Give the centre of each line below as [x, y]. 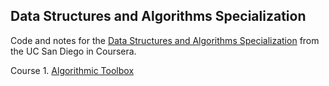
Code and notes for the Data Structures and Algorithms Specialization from [165, 40]
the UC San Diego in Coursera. [73, 51]
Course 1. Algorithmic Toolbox [72, 70]
